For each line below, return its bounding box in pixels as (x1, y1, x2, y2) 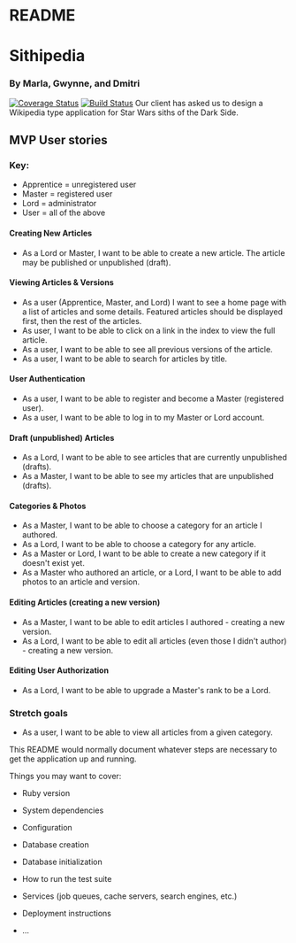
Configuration (21, 823, 72, 833)
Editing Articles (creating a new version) (9, 597, 161, 607)
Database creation (21, 839, 90, 850)
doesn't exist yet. (21, 558, 86, 568)
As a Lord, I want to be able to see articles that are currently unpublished (21, 452, 287, 463)
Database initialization (21, 856, 103, 868)
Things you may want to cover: (9, 771, 122, 782)
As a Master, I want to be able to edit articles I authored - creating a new (21, 616, 285, 627)
